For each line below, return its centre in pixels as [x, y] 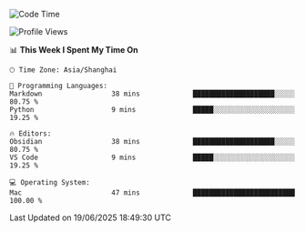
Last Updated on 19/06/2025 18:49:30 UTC [90, 217]
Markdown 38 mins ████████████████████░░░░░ [152, 94]
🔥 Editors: [30, 134]
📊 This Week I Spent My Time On [74, 50]
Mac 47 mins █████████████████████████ [152, 193]
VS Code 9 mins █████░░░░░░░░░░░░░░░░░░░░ [152, 157]
